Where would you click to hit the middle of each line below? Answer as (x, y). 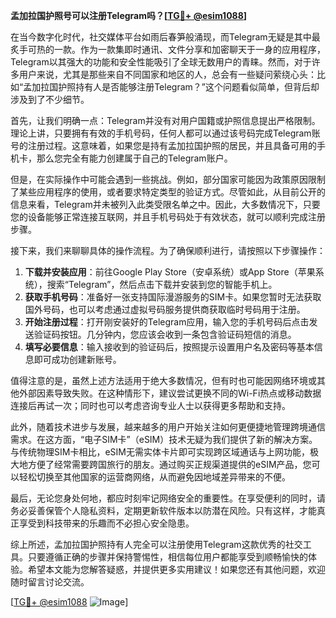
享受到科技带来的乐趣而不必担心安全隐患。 (106, 523)
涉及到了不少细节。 (50, 99)
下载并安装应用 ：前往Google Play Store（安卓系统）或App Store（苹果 (170, 272)
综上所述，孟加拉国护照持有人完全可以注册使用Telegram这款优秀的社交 (156, 544)
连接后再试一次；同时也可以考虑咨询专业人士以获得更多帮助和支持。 (150, 405)
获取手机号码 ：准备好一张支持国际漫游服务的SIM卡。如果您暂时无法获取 (173, 297)
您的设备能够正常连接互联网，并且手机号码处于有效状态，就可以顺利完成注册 (168, 217)
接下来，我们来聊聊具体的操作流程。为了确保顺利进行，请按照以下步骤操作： (168, 250)
